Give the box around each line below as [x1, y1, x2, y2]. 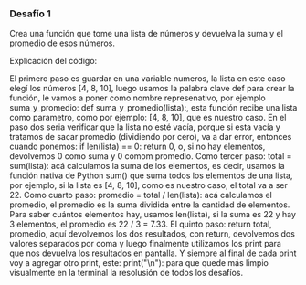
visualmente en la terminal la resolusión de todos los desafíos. [9, 268, 244, 279]
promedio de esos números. [9, 37, 116, 48]
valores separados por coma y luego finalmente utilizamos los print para [9, 238, 281, 249]
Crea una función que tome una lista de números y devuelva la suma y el [9, 28, 283, 39]
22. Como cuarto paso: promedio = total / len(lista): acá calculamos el [9, 190, 272, 201]
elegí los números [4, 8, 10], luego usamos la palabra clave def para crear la [9, 83, 295, 94]
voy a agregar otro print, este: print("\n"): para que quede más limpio [9, 258, 269, 269]
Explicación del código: [9, 56, 98, 67]
